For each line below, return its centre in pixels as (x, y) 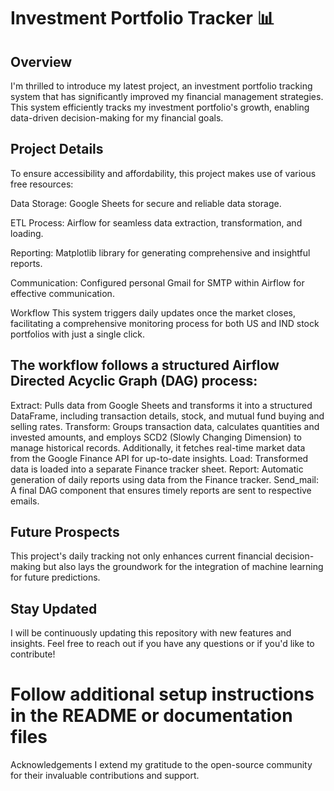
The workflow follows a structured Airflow (145, 365)
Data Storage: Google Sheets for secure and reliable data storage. (146, 203)
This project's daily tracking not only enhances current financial (141, 556)
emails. (25, 501)
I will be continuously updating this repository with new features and (151, 633)
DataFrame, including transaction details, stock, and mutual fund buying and (167, 416)
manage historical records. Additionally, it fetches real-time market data (158, 447)
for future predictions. (55, 577)
